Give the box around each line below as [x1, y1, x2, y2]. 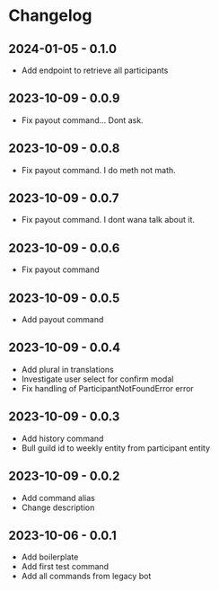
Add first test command [21, 561, 109, 572]
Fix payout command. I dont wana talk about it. [21, 215, 195, 225]
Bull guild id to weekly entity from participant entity [21, 442, 211, 454]
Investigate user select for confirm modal [21, 374, 174, 384]
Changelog [8, 5, 92, 26]
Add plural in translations [21, 364, 114, 374]
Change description [21, 502, 95, 513]
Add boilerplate [21, 551, 79, 562]
